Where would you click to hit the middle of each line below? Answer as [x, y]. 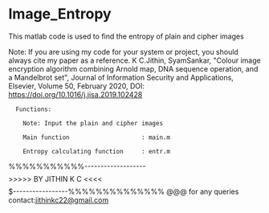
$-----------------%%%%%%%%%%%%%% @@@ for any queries [124, 191]
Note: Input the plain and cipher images [93, 123]
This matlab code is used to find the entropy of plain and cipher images [126, 36]
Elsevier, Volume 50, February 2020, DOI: [77, 86]
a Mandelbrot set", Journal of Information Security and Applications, [121, 77]
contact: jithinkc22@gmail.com [59, 200]
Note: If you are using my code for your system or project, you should [123, 51]
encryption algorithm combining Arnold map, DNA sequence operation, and [133, 68]
